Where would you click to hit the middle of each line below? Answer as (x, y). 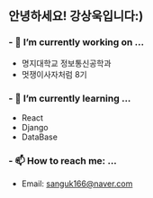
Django (35, 127)
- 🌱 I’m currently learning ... (70, 98)
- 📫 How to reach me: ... (63, 160)
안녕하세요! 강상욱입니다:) (76, 16)
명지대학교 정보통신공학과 (66, 63)
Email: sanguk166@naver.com (77, 184)
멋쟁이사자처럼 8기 (54, 74)
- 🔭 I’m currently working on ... (76, 42)
